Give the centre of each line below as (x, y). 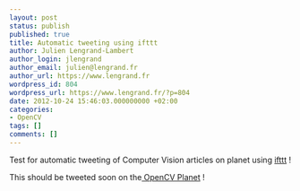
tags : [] (26, 126)
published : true (39, 34)
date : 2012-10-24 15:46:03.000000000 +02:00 (94, 101)
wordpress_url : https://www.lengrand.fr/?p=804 (100, 92)
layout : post (34, 17)
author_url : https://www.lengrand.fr (80, 76)
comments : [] (34, 135)
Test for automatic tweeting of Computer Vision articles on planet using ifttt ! (150, 160)
